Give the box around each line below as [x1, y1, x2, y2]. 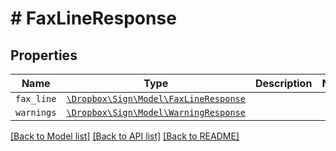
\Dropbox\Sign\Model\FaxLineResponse [66, 93, 246, 104]
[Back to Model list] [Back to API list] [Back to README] [10, 130, 240, 142]
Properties [10, 47, 78, 64]
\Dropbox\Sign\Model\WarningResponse [66, 107, 246, 118]
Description [254, 77, 313, 90]
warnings [15, 107, 57, 118]
